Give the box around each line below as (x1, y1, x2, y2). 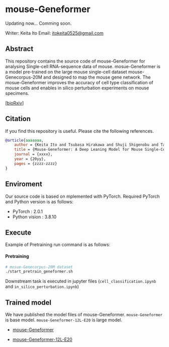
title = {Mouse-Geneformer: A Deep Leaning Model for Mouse (14, 147, 143, 152)
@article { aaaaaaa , (5, 138, 44, 143)
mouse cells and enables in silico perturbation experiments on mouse (5, 85, 149, 91)
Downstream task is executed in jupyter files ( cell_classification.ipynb (5, 278, 156, 284)
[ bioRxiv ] (5, 100, 24, 106)
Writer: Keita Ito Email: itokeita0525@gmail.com (5, 30, 104, 36)
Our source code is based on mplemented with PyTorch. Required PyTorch (5, 193, 160, 199)
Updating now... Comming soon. (5, 20, 72, 26)
